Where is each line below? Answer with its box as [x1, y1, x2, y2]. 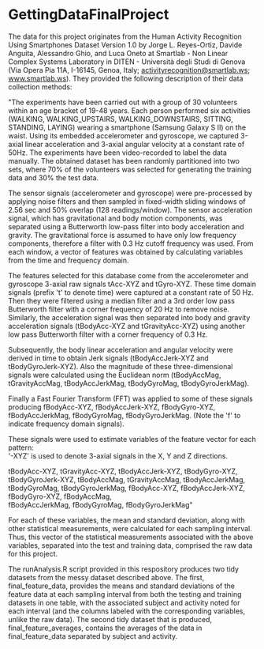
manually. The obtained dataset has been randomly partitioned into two [8, 156, 240, 165]
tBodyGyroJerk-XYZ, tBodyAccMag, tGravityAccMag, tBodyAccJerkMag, [8, 474, 246, 484]
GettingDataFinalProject [8, 6, 169, 24]
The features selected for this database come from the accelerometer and [8, 270, 249, 280]
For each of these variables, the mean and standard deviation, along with [8, 515, 246, 525]
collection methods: [8, 81, 73, 92]
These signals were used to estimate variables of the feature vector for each [8, 434, 256, 443]
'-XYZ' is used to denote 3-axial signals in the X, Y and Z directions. [8, 451, 229, 460]
